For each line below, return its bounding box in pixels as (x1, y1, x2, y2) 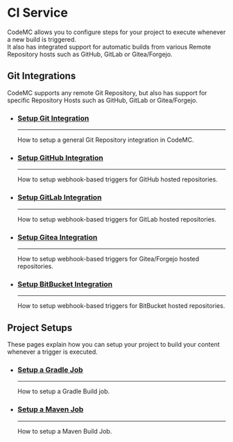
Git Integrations (7, 70, 76, 82)
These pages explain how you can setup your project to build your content (7, 341, 220, 349)
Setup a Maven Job (17, 404, 84, 414)
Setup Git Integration (17, 113, 89, 123)
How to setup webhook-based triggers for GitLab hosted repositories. (17, 215, 217, 223)
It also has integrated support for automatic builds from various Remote (7, 42, 212, 51)
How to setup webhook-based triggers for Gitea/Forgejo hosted (17, 254, 200, 263)
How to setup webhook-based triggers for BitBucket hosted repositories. (17, 302, 225, 310)
